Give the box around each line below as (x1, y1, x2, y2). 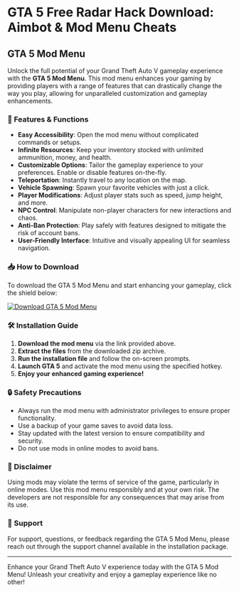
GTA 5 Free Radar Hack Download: (7, 4, 215, 21)
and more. (17, 198, 48, 207)
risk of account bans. (17, 229, 80, 237)
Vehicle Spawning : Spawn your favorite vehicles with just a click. (17, 183, 210, 192)
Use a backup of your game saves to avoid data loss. (17, 421, 174, 430)
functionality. (17, 414, 56, 423)
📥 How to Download (7, 262, 80, 272)
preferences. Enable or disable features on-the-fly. (17, 168, 167, 177)
